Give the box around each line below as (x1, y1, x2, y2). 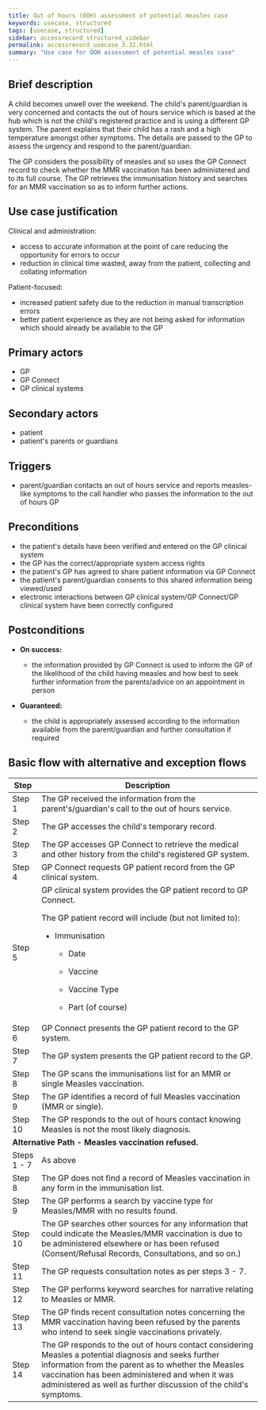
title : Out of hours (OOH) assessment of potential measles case (8, 11, 228, 20)
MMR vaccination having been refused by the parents (40, 1316, 241, 1327)
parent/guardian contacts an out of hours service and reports (19, 481, 220, 490)
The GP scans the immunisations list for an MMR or (40, 1068, 231, 1079)
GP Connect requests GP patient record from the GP (40, 861, 236, 872)
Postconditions (8, 624, 85, 637)
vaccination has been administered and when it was (40, 1369, 234, 1380)
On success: (19, 644, 63, 654)
